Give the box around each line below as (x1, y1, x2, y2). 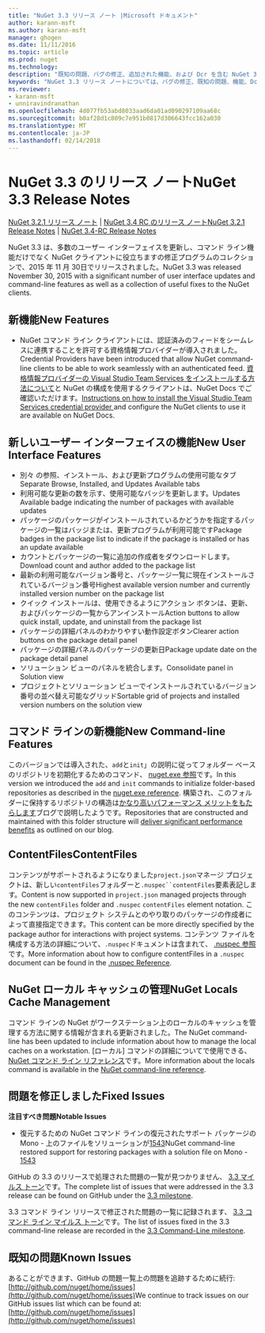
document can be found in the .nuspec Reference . (8, 957, 172, 967)
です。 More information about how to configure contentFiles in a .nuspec (8, 949, 245, 958)
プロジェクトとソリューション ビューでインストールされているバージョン (19, 682, 257, 691)
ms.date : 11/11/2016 (8, 41, 77, 49)
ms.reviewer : (8, 85, 51, 93)
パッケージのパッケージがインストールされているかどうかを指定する (19, 515, 241, 525)
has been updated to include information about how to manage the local (21, 1037, 257, 1046)
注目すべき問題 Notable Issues (8, 1112, 107, 1121)
